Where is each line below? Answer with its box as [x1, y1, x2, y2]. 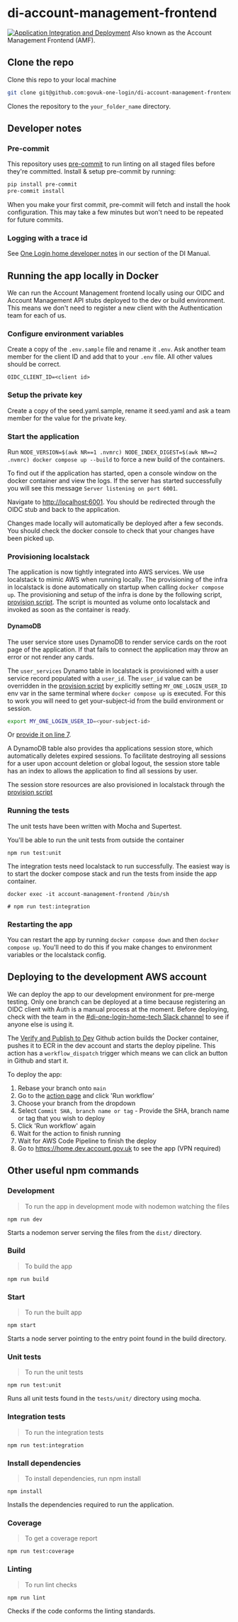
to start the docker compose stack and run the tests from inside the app [7, 869, 217, 878]
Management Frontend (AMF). [7, 35, 96, 44]
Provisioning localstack [7, 552, 90, 561]
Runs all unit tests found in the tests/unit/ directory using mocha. [7, 1394, 202, 1403]
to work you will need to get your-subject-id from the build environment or [7, 696, 225, 705]
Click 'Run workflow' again [17, 1122, 96, 1130]
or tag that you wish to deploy [17, 1114, 105, 1122]
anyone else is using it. [7, 1019, 74, 1029]
